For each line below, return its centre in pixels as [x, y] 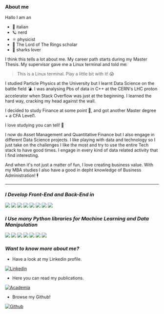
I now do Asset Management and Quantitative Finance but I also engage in [80, 135]
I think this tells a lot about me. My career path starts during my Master [76, 59]
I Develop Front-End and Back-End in [50, 195]
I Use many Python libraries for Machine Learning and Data [77, 218]
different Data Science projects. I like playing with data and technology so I [80, 140]
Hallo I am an [18, 18]
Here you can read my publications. [48, 278]
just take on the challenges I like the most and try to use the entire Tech [77, 145]
